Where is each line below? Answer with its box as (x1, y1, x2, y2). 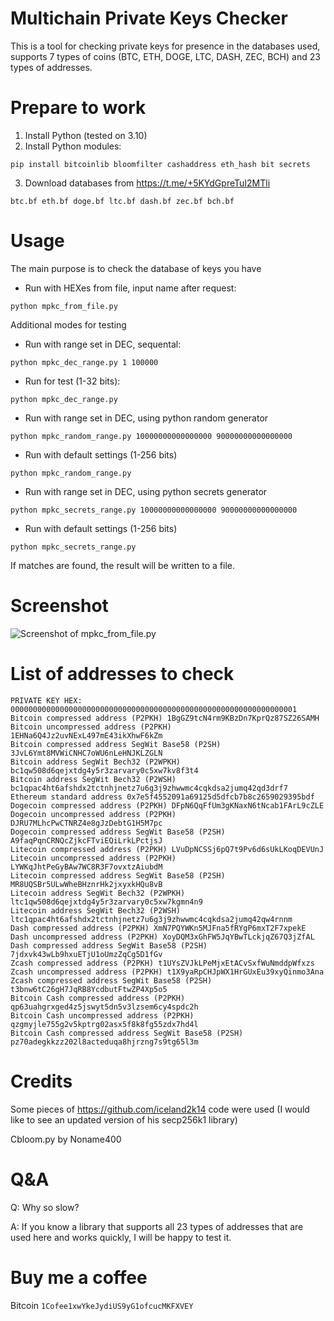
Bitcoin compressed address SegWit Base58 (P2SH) (10, 739, 222, 749)
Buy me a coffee (10, 1266, 148, 1289)
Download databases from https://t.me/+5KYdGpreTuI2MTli (24, 177, 271, 189)
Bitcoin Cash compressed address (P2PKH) (10, 993, 186, 1003)
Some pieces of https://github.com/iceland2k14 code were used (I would (10, 1103, 310, 1115)
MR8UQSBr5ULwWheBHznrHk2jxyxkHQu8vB (10, 879, 163, 889)
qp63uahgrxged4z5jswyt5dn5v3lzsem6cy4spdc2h (10, 1002, 199, 1012)
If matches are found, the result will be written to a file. (10, 559, 236, 571)
